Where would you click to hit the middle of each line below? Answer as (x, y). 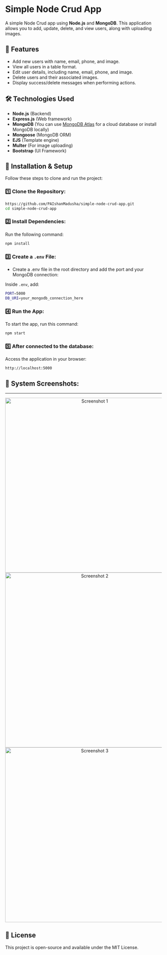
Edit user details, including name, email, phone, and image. (73, 72)
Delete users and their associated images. (55, 77)
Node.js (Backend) (32, 113)
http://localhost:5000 (29, 368)
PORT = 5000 (15, 293)
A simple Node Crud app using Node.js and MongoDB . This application (78, 23)
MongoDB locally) (31, 129)
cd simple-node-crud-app (31, 208)
